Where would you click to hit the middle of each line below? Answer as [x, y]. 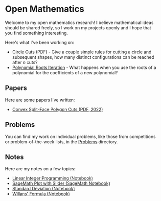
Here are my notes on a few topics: [40, 169]
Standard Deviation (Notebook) [44, 189]
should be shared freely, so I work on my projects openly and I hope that [78, 27]
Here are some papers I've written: [40, 100]
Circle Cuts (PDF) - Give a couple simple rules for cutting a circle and [82, 52]
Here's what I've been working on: [40, 42]
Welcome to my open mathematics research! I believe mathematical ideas [79, 22]
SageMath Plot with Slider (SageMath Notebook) [61, 183]
